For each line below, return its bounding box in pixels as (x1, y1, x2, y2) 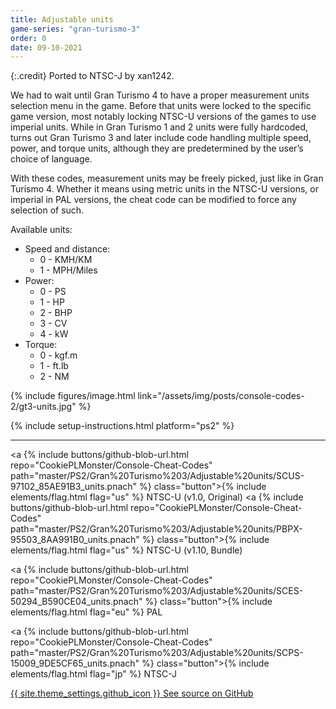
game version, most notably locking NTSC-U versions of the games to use (10, 111, 317, 123)
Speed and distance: (24, 243, 111, 255)
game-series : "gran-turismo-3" (10, 24, 141, 34)
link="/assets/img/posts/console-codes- (137, 390, 305, 402)
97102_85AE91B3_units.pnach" (10, 481, 138, 493)
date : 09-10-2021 (10, 42, 83, 53)
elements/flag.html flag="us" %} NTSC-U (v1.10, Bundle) (10, 544, 243, 556)
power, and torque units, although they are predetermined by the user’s (10, 142, 304, 155)
